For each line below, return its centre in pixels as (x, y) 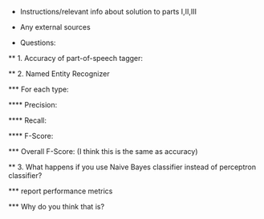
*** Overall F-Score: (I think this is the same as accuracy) (103, 151)
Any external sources (55, 27)
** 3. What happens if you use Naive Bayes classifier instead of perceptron (132, 167)
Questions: (38, 43)
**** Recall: (27, 120)
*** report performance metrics (61, 191)
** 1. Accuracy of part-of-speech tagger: (75, 58)
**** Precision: (33, 105)
